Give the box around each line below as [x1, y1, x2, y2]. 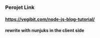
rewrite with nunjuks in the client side [5, 28, 85, 34]
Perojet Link [5, 4, 35, 11]
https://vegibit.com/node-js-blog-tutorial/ [5, 16, 95, 22]
